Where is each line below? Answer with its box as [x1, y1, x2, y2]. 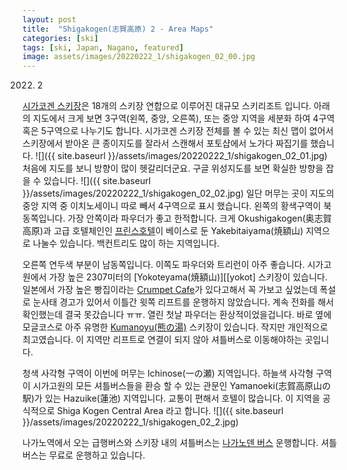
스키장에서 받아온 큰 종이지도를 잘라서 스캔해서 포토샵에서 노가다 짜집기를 [22, 137, 309, 150]
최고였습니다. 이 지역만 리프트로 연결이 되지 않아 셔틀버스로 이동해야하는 [22, 334, 303, 346]
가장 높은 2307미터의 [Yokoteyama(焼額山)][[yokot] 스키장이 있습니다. [48, 271, 328, 283]
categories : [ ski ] [22, 33, 99, 43]
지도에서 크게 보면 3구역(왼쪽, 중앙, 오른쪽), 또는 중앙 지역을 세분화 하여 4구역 [32, 112, 335, 125]
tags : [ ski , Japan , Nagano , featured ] [22, 42, 184, 53]
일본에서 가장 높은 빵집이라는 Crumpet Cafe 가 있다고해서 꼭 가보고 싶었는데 [22, 284, 318, 296]
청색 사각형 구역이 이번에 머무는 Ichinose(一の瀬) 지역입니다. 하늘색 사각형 [22, 367, 314, 380]
